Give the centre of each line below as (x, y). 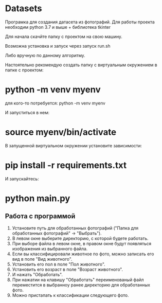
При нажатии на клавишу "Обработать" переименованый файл (78, 280)
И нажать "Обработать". (37, 274)
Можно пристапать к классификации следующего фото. (70, 295)
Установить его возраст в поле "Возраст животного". (67, 269)
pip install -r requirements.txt (66, 165)
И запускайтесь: (22, 178)
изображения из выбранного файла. (50, 249)
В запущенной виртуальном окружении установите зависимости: (73, 145)
